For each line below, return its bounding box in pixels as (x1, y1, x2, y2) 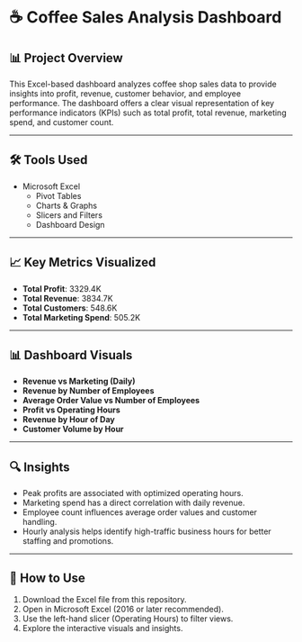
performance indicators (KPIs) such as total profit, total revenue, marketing (9, 107, 287, 118)
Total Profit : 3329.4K (22, 283, 102, 294)
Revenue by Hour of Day (22, 414, 115, 425)
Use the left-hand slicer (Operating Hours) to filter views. (22, 613, 234, 624)
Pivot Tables (35, 190, 82, 201)
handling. (22, 517, 58, 528)
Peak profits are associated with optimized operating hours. (22, 488, 244, 499)
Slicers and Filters (35, 209, 103, 221)
